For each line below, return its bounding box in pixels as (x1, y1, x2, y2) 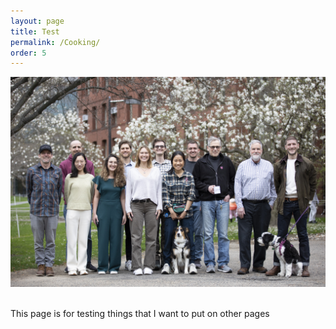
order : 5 (10, 48, 47, 58)
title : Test (10, 26, 60, 37)
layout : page (10, 16, 65, 26)
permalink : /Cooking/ (10, 37, 101, 47)
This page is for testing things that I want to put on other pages (10, 307, 270, 319)
